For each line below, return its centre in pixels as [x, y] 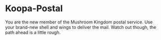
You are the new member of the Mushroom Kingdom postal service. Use [79, 22]
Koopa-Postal [34, 9]
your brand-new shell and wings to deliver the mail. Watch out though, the [81, 27]
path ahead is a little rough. [33, 32]
